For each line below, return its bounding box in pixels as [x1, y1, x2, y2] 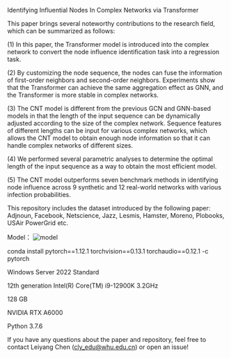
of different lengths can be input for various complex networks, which [7, 127, 207, 134]
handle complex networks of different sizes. [7, 141, 134, 149]
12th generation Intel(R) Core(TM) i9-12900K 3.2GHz [7, 281, 159, 290]
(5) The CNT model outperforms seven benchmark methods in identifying [7, 176, 218, 184]
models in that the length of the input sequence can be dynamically [7, 111, 200, 120]
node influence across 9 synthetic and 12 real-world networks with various [7, 183, 221, 191]
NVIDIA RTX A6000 [7, 309, 63, 316]
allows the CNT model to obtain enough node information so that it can [7, 134, 211, 142]
